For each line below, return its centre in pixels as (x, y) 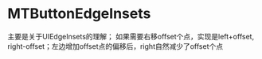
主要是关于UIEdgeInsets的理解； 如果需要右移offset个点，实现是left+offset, (131, 36)
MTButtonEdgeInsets (79, 14)
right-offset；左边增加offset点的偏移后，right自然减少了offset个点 (115, 46)
